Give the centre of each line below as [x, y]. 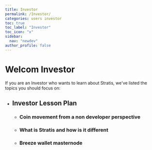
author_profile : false [28, 45]
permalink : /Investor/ [28, 14]
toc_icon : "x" [19, 32]
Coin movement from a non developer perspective [80, 117]
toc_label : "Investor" [28, 28]
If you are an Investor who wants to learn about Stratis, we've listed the [76, 83]
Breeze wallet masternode [51, 143]
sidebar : [14, 37]
